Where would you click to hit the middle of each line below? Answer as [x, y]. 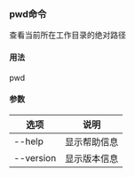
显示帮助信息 [92, 141]
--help [29, 141]
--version [35, 157]
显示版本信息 [92, 158]
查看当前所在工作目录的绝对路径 [67, 35]
